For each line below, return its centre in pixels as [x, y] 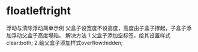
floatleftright [38, 11]
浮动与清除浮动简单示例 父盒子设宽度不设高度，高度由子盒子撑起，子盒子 [96, 28]
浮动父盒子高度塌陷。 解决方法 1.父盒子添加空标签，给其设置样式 [91, 35]
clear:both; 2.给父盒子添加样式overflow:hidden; [64, 43]
